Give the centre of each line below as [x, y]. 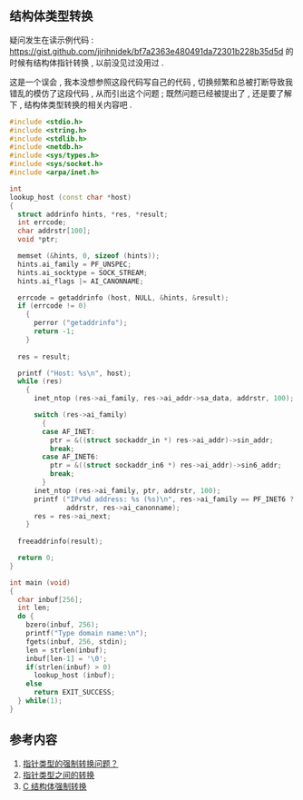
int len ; [34, 608]
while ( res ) [40, 381]
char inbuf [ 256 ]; [50, 599]
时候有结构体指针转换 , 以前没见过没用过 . [87, 63]
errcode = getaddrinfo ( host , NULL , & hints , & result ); [123, 298]
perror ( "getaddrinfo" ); [80, 323]
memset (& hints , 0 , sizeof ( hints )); [89, 256]
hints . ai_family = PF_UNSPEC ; [74, 264]
